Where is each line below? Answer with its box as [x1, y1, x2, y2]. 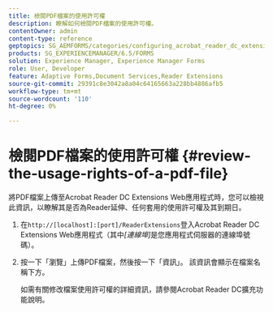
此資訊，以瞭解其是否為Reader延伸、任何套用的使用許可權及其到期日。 [8, 203, 246, 212]
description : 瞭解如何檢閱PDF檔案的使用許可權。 [8, 19, 158, 28]
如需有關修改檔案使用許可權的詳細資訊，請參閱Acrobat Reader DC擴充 [19, 284, 257, 294]
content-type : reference [8, 34, 93, 43]
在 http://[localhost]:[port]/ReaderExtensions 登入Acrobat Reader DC [19, 220, 260, 229]
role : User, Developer [8, 65, 85, 73]
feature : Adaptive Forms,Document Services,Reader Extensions [8, 72, 223, 80]
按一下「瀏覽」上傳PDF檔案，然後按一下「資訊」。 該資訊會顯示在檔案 [19, 257, 254, 267]
